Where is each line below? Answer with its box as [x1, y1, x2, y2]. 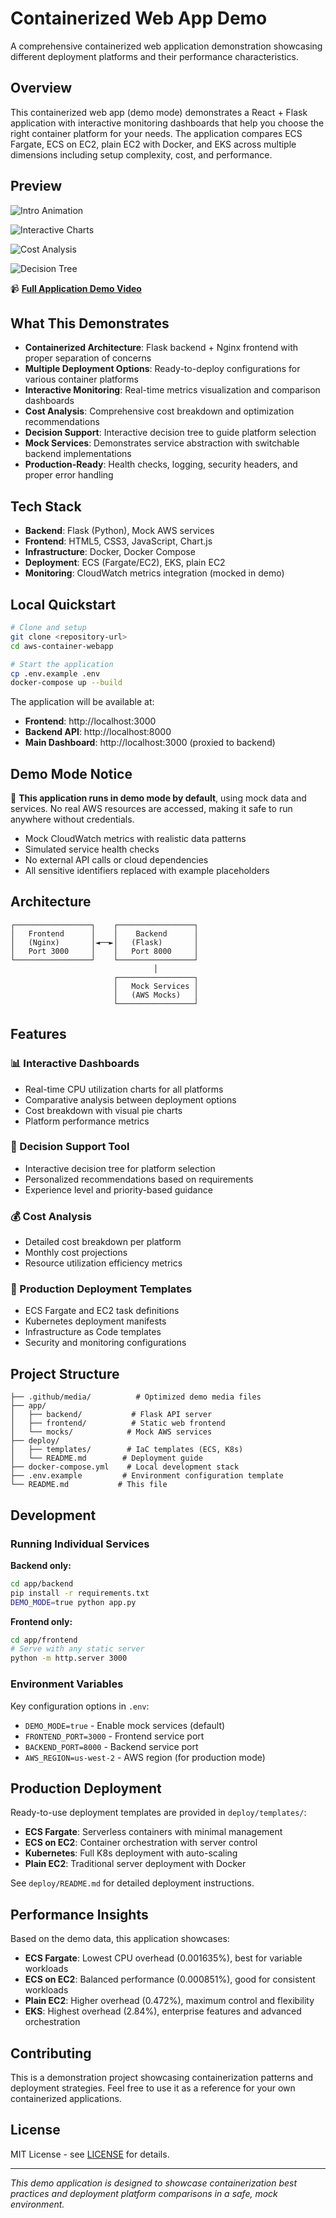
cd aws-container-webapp [10, 641, 114, 651]
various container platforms [24, 373, 139, 386]
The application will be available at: [10, 696, 155, 708]
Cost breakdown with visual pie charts [24, 1104, 183, 1116]
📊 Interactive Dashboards [10, 1057, 140, 1071]
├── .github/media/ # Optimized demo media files [10, 1392, 262, 1402]
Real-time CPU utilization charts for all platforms [24, 1083, 224, 1095]
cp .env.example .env [10, 668, 101, 679]
